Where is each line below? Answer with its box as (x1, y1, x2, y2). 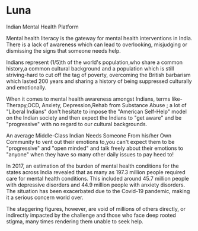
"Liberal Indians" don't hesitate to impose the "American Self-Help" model (6, 108, 187, 115)
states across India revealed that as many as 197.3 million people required (6, 168, 186, 175)
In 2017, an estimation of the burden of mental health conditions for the (6, 162, 179, 169)
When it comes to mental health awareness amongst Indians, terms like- (6, 95, 183, 102)
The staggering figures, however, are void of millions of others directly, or (6, 205, 186, 212)
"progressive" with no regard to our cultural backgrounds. (6, 120, 148, 127)
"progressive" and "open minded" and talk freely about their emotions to (6, 145, 184, 152)
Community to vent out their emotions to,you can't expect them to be (6, 138, 175, 145)
